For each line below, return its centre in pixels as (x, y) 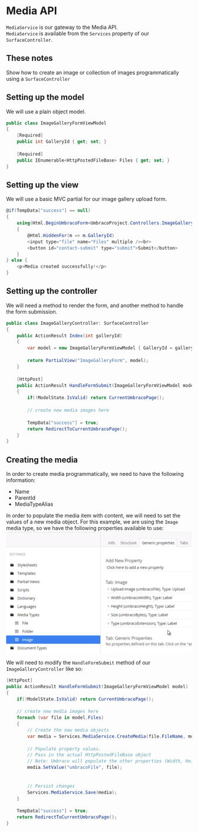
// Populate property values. (64, 749)
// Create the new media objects (68, 730)
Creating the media (42, 460)
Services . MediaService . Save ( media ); (72, 792)
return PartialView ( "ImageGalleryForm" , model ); (88, 361)
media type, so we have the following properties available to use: (85, 528)
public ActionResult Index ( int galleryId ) (70, 336)
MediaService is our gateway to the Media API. (62, 27)
